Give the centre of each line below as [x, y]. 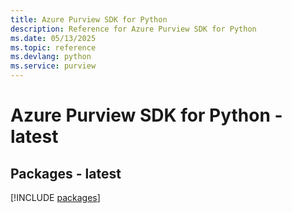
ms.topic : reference [53, 47]
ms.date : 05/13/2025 [53, 38]
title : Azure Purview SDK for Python [89, 19]
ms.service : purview [53, 66]
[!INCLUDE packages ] [55, 197]
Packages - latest [66, 173]
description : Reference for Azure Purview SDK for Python [133, 29]
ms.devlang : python [51, 57]
